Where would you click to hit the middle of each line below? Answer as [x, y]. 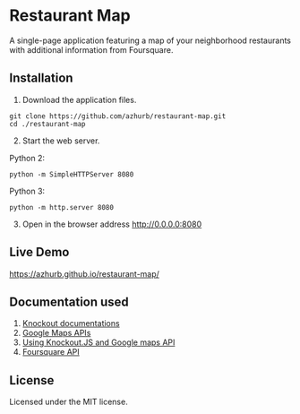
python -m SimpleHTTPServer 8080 [72, 174]
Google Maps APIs [56, 333]
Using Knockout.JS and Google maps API [99, 342]
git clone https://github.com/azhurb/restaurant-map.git [118, 116]
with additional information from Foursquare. [91, 49]
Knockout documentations [71, 323]
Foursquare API [51, 352]
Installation [41, 78]
